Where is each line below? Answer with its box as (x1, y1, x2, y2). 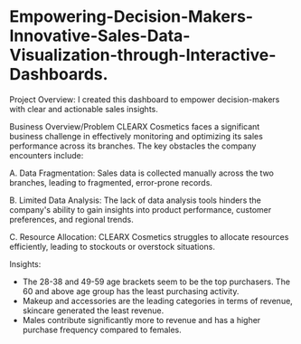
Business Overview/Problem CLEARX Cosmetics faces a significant (9, 120, 260, 132)
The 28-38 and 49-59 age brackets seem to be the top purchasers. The (22, 276, 291, 287)
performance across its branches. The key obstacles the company (9, 140, 257, 151)
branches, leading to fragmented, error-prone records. (9, 177, 212, 187)
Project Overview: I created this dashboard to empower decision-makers (9, 93, 280, 105)
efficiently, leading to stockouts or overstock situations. (9, 241, 215, 252)
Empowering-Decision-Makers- (9, 6, 254, 27)
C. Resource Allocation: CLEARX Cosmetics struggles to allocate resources (9, 231, 289, 242)
